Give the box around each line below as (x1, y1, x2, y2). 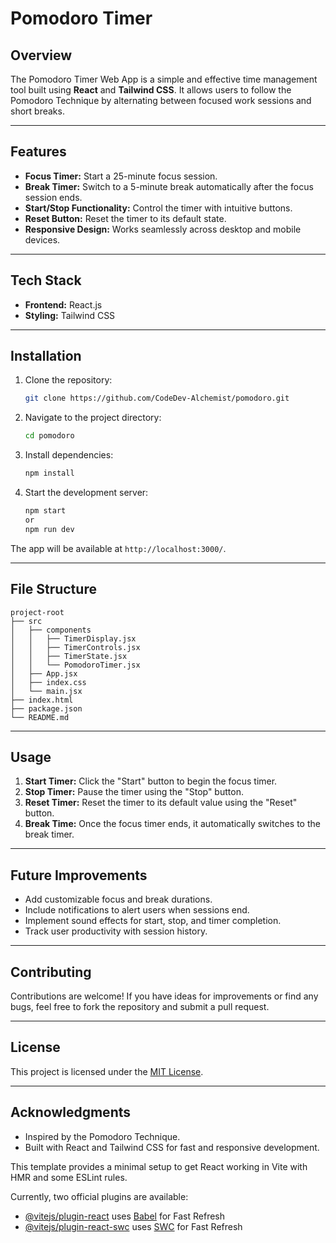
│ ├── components (10, 625, 92, 635)
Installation (10, 348, 82, 365)
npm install (24, 468, 75, 479)
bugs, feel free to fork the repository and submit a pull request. (10, 1000, 270, 1012)
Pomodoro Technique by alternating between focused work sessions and (10, 95, 312, 106)
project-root (10, 607, 65, 617)
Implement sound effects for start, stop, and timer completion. (24, 915, 282, 927)
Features (10, 143, 67, 161)
